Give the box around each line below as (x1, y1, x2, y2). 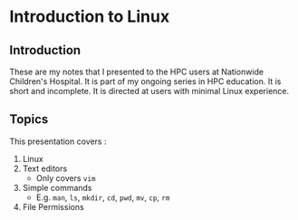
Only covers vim (35, 172, 96, 183)
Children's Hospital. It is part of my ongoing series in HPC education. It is (9, 76, 282, 87)
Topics (9, 111, 49, 128)
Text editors (22, 163, 68, 174)
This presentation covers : (9, 136, 107, 147)
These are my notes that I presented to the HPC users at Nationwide (9, 66, 264, 77)
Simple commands (22, 182, 92, 193)
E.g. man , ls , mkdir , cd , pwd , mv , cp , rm (35, 192, 170, 203)
